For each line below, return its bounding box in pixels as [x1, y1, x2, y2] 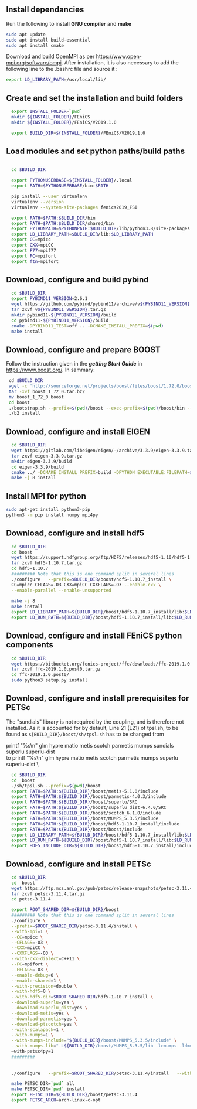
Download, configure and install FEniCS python [6, 631, 182, 641]
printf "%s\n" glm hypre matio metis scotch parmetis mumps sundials [6, 742, 174, 749]
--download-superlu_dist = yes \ [11, 1005, 88, 1011]
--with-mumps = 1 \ [11, 1032, 54, 1038]
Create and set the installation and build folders [6, 93, 184, 103]
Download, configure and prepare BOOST [6, 344, 161, 354]
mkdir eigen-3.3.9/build [11, 458, 72, 465]
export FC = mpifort [11, 253, 57, 259]
